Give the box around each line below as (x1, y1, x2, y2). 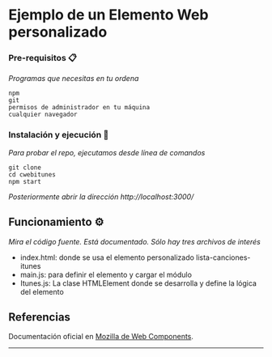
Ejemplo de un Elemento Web (8, 6, 209, 24)
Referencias (8, 310, 71, 324)
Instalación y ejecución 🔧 (8, 130, 109, 141)
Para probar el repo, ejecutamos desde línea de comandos (8, 147, 206, 157)
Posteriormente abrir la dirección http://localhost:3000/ (8, 192, 194, 202)
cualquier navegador (8, 111, 79, 119)
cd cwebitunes (8, 170, 57, 179)
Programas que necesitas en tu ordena (8, 74, 139, 83)
